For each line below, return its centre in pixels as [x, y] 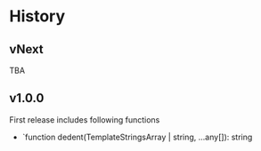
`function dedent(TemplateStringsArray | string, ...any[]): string [137, 137]
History [37, 16]
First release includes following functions [85, 119]
